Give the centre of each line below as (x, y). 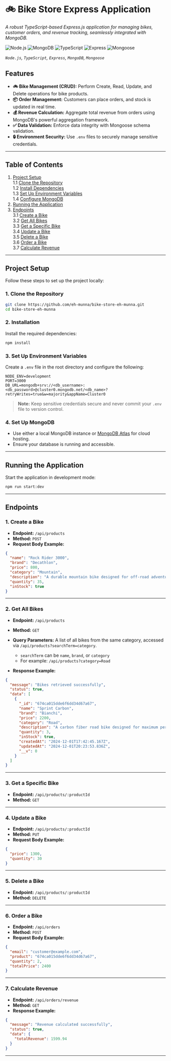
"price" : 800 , (25, 567)
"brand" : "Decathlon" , (34, 563)
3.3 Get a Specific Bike (36, 226)
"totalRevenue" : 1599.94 (41, 1039)
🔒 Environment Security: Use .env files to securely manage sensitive (85, 137)
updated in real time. (34, 107)
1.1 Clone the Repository (38, 182)
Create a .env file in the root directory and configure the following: (75, 367)
